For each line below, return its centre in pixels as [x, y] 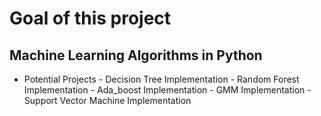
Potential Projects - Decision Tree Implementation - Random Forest [161, 79]
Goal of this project [90, 18]
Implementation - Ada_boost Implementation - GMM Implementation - [167, 90]
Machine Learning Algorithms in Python [136, 55]
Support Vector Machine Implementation [107, 100]
